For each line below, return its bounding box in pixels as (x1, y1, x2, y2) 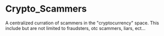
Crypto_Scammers (5, 3, 87, 15)
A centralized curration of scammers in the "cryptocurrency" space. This (5, 20, 159, 26)
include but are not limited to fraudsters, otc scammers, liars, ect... (5, 25, 146, 31)
